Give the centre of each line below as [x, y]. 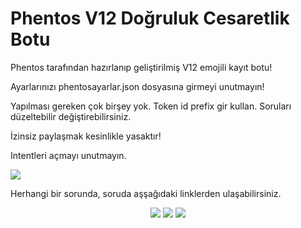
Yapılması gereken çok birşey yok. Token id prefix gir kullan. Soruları [151, 106]
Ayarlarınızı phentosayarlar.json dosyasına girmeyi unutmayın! [137, 86]
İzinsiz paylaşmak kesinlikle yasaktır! [86, 136]
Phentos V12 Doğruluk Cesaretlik [150, 18]
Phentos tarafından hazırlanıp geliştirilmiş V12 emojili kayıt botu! [141, 67]
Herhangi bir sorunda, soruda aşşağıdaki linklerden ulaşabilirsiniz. [146, 193]
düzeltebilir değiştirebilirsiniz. [71, 116]
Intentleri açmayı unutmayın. [68, 155]
